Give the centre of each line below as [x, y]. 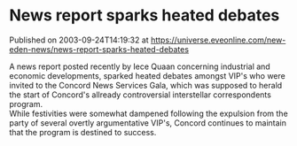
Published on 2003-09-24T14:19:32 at [79, 40]
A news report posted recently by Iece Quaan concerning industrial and [140, 66]
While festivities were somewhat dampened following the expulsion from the [148, 113]
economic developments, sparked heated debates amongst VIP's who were [147, 75]
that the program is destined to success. [83, 132]
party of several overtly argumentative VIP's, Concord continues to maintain [148, 123]
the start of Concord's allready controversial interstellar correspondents [141, 95]
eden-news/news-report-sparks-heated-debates [99, 49]
